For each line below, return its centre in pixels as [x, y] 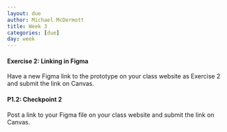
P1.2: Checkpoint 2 [35, 99]
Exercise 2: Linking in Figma [48, 61]
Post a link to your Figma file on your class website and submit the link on [111, 115]
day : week [21, 39]
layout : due [24, 13]
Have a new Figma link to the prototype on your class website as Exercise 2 [114, 76]
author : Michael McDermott [46, 20]
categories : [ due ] [33, 33]
